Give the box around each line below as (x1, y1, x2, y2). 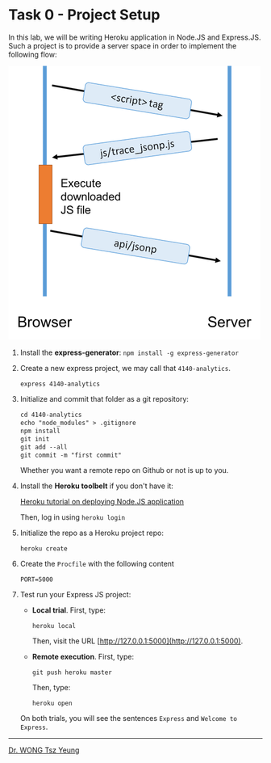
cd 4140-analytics (19, 411, 82, 419)
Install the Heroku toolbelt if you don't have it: (19, 481, 173, 491)
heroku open (31, 699, 73, 707)
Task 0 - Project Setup (8, 6, 161, 24)
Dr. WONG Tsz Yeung (8, 745, 80, 755)
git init (19, 435, 50, 443)
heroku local (31, 622, 77, 630)
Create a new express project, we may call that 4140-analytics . (19, 363, 231, 373)
